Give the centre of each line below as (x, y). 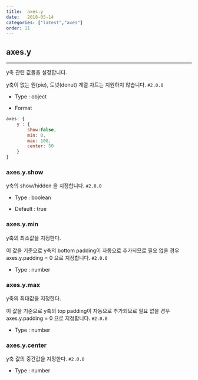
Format (23, 108)
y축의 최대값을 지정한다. (34, 298)
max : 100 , (39, 141)
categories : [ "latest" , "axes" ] (44, 22)
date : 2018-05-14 (30, 17)
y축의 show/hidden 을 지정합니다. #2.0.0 (54, 186)
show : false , (42, 130)
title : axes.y (25, 11)
